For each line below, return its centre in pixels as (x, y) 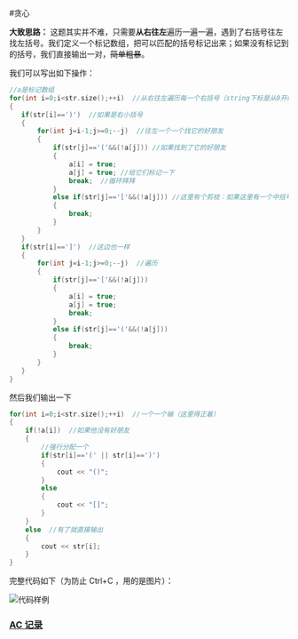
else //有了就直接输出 (64, 530)
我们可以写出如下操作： (52, 73)
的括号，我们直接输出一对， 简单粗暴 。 (79, 54)
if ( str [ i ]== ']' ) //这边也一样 (75, 247)
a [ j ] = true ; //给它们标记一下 (122, 172)
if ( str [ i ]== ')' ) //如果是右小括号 (82, 115)
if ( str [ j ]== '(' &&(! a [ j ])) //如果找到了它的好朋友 (140, 148)
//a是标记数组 (32, 90)
